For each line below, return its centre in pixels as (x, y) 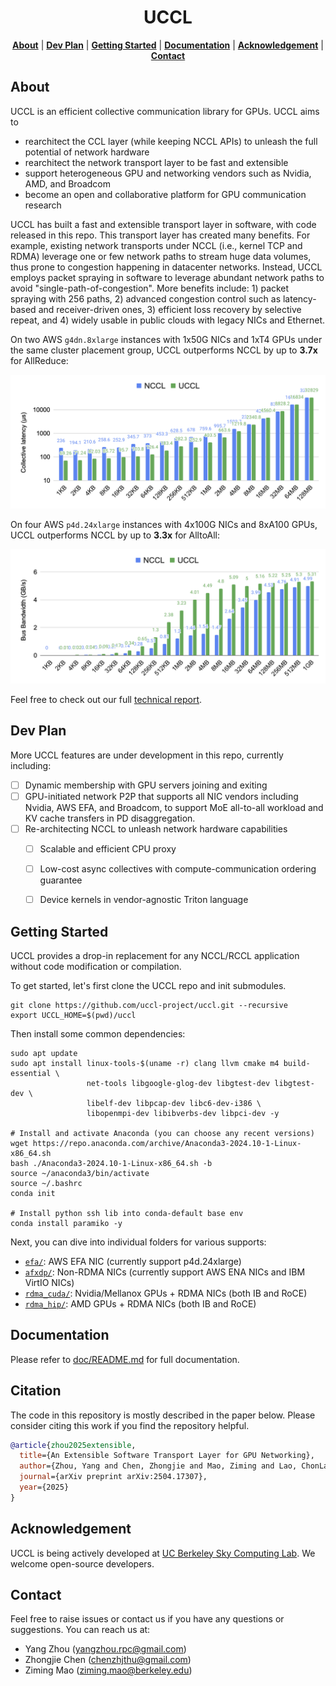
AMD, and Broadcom (68, 183)
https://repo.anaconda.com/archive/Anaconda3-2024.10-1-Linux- (167, 1143)
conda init (33, 1193)
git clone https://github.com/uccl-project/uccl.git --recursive (149, 1005)
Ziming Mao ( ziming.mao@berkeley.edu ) (108, 1670)
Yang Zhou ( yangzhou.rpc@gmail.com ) (105, 1649)
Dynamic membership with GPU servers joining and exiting (146, 785)
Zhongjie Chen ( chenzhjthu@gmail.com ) (108, 1660)
